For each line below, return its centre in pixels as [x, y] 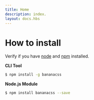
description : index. [26, 14]
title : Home [17, 10]
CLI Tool [13, 66]
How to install [33, 43]
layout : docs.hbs [23, 19]
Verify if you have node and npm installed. [47, 56]
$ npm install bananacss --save [38, 93]
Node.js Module [21, 84]
